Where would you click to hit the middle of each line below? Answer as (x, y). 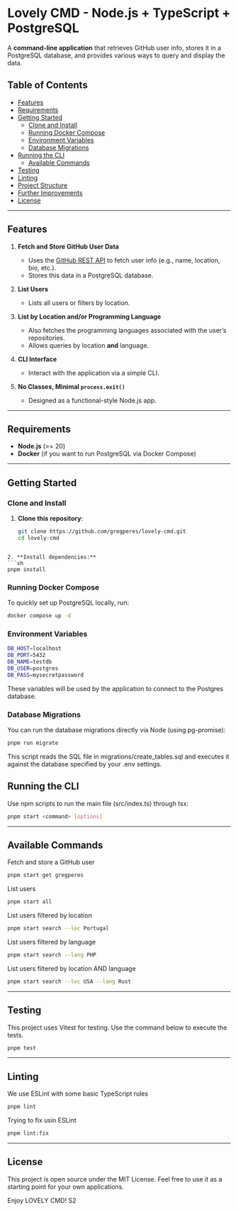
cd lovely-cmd (38, 538)
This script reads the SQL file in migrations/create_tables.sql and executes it (118, 756)
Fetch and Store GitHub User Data (68, 246)
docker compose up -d (39, 616)
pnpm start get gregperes (45, 875)
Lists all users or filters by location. (79, 302)
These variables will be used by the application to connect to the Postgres (115, 688)
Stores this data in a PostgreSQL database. (91, 275)
